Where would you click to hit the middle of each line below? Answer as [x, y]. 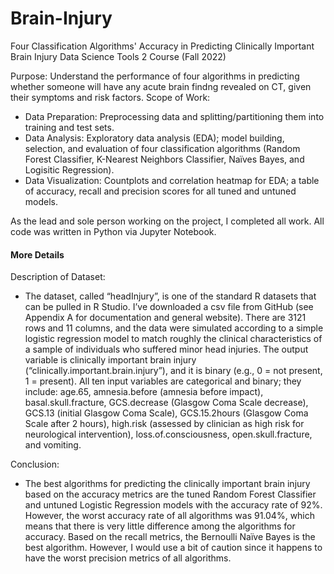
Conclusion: [35, 464]
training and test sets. [69, 127]
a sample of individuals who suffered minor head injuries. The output [166, 349]
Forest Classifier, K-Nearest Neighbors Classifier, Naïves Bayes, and [164, 159]
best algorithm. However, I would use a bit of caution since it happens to [173, 548]
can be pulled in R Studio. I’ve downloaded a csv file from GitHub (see [169, 307]
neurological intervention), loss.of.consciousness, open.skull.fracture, [168, 434]
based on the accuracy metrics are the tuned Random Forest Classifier [170, 494]
